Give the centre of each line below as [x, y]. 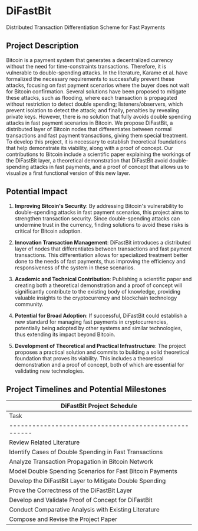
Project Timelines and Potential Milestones [86, 389]
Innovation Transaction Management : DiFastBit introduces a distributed [103, 242]
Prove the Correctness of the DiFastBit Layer [71, 490]
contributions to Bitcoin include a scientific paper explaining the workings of [98, 154]
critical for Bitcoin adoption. [48, 231]
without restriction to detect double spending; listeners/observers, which [95, 104]
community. [29, 304]
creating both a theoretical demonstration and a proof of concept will [98, 285]
